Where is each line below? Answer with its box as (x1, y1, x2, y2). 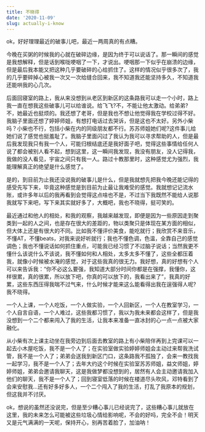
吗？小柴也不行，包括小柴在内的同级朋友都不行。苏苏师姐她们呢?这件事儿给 (6, 125, 196, 132)
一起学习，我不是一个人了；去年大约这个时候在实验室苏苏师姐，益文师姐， (6, 360, 193, 367)
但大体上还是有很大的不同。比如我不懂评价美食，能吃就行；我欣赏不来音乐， (6, 227, 199, 235)
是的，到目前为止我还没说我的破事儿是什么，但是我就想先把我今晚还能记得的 (6, 176, 199, 183)
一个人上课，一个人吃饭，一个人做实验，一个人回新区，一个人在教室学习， (6, 301, 193, 309)
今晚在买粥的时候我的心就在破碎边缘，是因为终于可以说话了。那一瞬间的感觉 (6, 51, 199, 58)
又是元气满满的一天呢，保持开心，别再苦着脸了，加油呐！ (6, 419, 151, 427)
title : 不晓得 (6, 9, 40, 15)
